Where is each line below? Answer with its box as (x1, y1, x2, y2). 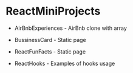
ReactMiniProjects (5, 4, 101, 18)
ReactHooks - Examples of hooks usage (14, 60, 115, 67)
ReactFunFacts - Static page (14, 47, 86, 55)
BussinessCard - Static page (14, 36, 86, 43)
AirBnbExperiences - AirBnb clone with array (14, 24, 127, 32)
